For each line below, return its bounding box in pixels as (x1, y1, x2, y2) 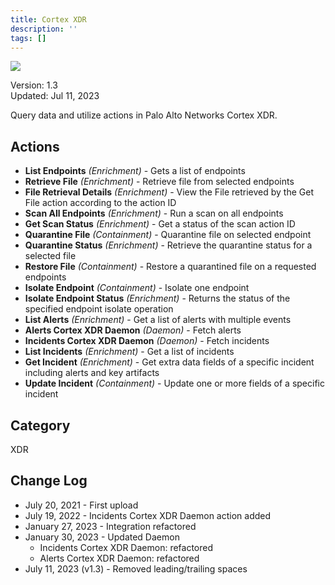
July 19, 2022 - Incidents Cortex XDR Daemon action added (24, 509, 272, 521)
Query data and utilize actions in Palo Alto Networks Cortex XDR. (10, 109, 278, 121)
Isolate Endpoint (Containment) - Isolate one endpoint (24, 282, 250, 294)
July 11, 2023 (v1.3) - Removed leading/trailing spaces (24, 562, 248, 575)
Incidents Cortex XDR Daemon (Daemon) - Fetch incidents (24, 335, 270, 347)
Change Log (10, 472, 88, 490)
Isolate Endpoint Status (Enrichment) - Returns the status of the (24, 292, 291, 305)
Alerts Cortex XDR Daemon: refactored (39, 552, 200, 564)
